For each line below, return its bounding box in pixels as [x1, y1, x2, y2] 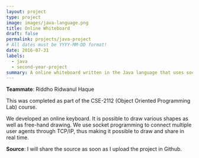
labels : [6, 53, 25, 59]
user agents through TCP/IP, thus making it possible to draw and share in [6, 128, 185, 135]
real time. [6, 134, 29, 141]
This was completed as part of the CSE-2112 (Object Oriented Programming [6, 97, 191, 105]
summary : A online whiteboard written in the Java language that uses [6, 69, 184, 75]
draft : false [6, 31, 38, 37]
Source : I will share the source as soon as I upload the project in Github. [6, 146, 182, 153]
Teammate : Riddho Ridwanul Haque [6, 86, 95, 93]
